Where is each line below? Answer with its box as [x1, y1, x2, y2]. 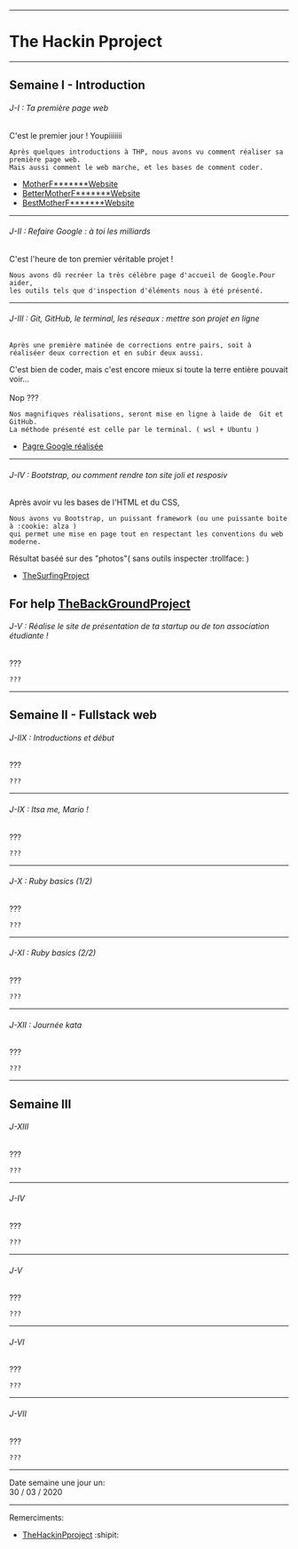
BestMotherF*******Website [21, 197, 135, 208]
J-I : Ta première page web [9, 102, 109, 113]
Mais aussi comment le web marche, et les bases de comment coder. [9, 163, 264, 172]
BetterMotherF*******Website [21, 188, 141, 198]
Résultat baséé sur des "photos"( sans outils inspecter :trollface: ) [9, 553, 250, 564]
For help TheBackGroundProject [9, 596, 191, 611]
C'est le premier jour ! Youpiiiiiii [9, 130, 122, 140]
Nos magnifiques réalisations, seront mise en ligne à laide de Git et [9, 410, 284, 419]
